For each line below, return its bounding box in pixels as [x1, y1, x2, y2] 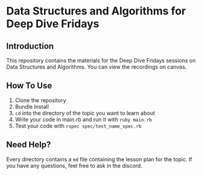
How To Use [6, 81, 52, 91]
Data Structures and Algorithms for [6, 4, 186, 18]
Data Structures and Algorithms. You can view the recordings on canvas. [6, 63, 187, 70]
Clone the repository [14, 96, 66, 103]
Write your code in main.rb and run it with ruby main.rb [14, 115, 153, 123]
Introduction [6, 41, 54, 51]
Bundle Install [14, 103, 49, 110]
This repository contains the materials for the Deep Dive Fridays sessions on [6, 57, 196, 64]
